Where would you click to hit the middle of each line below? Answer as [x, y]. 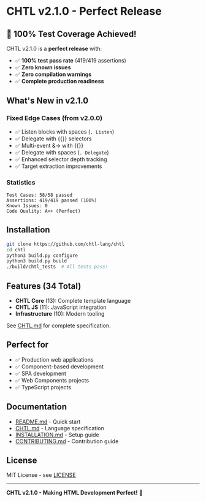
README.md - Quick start [48, 422]
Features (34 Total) [44, 286]
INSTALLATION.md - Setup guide [57, 435]
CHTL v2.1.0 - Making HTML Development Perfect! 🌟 [74, 493]
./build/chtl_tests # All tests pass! [57, 267]
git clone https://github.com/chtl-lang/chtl [65, 244]
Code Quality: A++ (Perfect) [44, 211]
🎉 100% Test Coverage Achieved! [71, 34]
